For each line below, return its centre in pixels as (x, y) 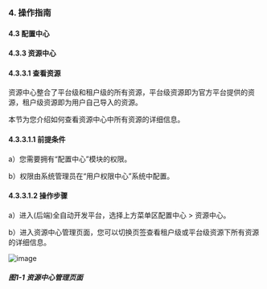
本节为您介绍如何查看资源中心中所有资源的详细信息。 (97, 120)
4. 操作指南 (30, 12)
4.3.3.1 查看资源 (35, 73)
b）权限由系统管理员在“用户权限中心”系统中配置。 (91, 176)
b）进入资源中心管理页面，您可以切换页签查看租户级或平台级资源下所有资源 (134, 232)
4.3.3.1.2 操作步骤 (38, 196)
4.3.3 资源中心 (32, 53)
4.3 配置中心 (29, 33)
